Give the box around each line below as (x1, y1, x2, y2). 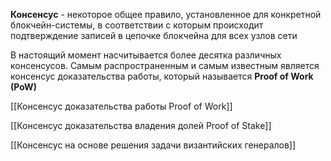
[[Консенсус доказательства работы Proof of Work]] (10, 100, 233, 112)
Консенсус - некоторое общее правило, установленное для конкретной (10, 9, 322, 20)
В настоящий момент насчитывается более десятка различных (10, 49, 282, 61)
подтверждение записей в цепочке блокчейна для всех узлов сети (10, 30, 298, 41)
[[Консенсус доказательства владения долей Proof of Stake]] (10, 120, 272, 131)
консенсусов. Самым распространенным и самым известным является (10, 60, 320, 71)
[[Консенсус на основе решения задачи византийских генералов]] (10, 139, 297, 151)
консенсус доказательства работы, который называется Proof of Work (10, 70, 314, 82)
